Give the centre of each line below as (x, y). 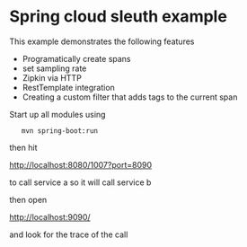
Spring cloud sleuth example (118, 17)
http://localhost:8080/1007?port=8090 (81, 164)
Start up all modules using (57, 114)
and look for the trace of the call (69, 234)
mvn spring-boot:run (60, 131)
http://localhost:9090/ (50, 216)
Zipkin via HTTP (52, 77)
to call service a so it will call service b (80, 182)
